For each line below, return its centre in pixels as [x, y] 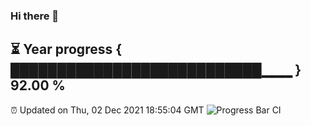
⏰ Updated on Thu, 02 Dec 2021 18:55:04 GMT [107, 110]
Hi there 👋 [35, 16]
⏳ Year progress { [66, 49]
